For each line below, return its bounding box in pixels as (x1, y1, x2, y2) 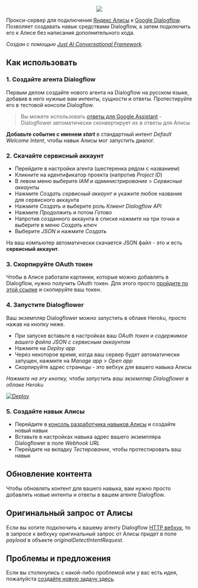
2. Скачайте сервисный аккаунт (6, 151, 104, 159)
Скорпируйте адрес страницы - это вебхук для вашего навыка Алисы (14, 363, 192, 370)
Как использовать (6, 58, 78, 68)
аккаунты (14, 184, 40, 191)
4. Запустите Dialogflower (6, 301, 84, 309)
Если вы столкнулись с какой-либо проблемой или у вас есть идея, (6, 569, 178, 576)
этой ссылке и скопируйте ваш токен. (6, 286, 102, 293)
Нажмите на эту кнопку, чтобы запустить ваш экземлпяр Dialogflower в (6, 375, 189, 382)
